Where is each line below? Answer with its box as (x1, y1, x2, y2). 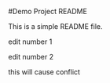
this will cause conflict (8, 67, 81, 77)
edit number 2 (8, 52, 53, 61)
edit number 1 (8, 37, 53, 46)
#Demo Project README (8, 7, 88, 16)
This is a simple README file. (8, 22, 104, 31)
